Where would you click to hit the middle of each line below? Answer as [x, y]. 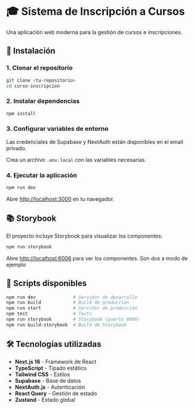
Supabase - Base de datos [48, 380]
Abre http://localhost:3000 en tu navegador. [60, 199]
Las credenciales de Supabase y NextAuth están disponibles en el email [95, 142]
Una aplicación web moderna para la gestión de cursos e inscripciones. [94, 32]
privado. [16, 148]
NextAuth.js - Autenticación [50, 387]
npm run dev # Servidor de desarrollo [72, 297]
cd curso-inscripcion [33, 86]
